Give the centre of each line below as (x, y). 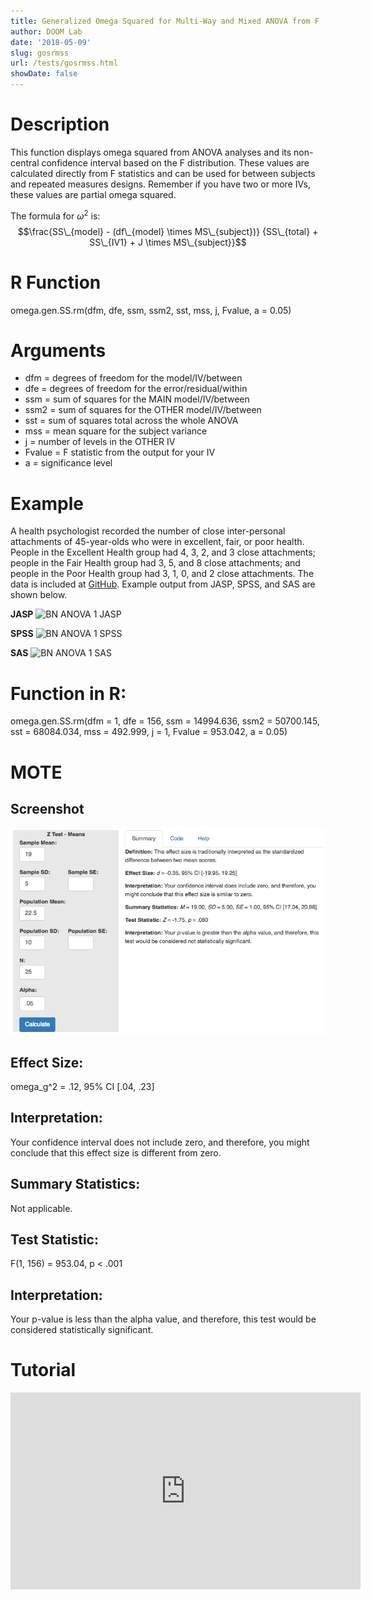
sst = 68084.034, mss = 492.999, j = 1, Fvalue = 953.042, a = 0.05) (149, 732)
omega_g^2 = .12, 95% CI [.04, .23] (82, 1086)
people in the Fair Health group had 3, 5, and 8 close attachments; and (155, 563)
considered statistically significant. (82, 1330)
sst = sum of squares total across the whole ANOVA (131, 421)
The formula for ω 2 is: (55, 215)
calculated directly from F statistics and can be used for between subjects (163, 173)
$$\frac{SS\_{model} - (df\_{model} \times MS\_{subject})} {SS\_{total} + (168, 231)
